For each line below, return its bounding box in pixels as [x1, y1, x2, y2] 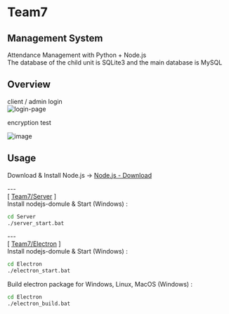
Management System [7, 32, 103, 44]
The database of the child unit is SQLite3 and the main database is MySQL [7, 58, 223, 67]
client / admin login [7, 97, 63, 105]
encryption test [7, 118, 51, 126]
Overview [7, 79, 51, 91]
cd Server [7, 213, 37, 220]
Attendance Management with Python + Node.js [7, 51, 147, 59]
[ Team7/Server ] [7, 192, 57, 200]
